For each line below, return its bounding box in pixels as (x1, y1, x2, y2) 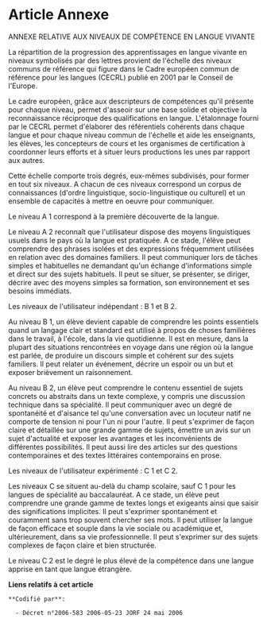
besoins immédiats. (8, 286, 72, 296)
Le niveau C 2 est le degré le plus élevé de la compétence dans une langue (8, 555, 254, 565)
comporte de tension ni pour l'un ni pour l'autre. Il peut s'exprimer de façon (8, 416, 254, 426)
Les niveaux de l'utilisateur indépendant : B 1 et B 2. (8, 301, 177, 311)
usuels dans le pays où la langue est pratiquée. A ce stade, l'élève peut (8, 235, 241, 245)
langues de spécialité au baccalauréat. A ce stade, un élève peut (8, 489, 220, 499)
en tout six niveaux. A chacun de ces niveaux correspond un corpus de (8, 179, 242, 188)
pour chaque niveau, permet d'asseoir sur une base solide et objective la (8, 105, 247, 114)
